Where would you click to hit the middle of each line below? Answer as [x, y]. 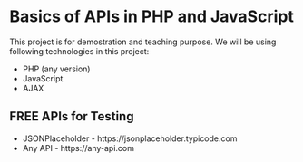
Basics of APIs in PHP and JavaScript [152, 17]
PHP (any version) [56, 69]
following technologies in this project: [79, 51]
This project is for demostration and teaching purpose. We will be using [143, 42]
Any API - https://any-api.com [78, 148]
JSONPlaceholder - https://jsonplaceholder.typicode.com [130, 138]
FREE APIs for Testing [72, 116]
